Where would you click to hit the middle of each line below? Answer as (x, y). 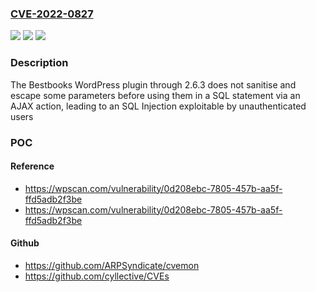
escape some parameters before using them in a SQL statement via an (155, 95)
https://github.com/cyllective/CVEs (97, 276)
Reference (32, 166)
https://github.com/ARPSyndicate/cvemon (112, 265)
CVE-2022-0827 (52, 14)
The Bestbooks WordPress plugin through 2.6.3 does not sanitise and (153, 84)
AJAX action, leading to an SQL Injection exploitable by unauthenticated (158, 106)
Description (39, 63)
